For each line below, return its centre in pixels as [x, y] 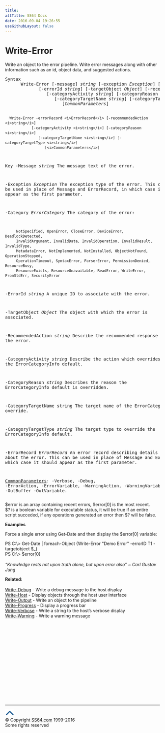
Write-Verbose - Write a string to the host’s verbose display [65, 611]
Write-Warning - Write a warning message [48, 616]
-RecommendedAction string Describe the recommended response [82, 336]
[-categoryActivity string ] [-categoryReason [102, 94]
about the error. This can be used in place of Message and [79, 458]
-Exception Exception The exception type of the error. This [80, 184]
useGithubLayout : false [29, 26]
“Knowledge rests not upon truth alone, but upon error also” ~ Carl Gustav [81, 565]
